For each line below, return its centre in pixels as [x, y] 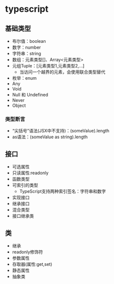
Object [19, 105]
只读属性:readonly [30, 173]
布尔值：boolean [29, 41]
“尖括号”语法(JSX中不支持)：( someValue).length [61, 131]
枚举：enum [24, 78]
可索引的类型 [25, 185]
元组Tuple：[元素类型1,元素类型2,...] [48, 66]
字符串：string [27, 53]
